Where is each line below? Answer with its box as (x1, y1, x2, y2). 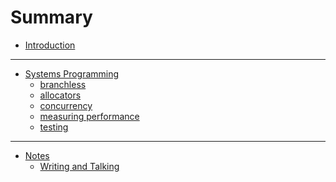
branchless (39, 78, 87, 90)
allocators (39, 89, 82, 101)
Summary (10, 6, 93, 29)
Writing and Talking (39, 160, 120, 172)
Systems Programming (24, 67, 120, 80)
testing (39, 121, 69, 133)
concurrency (39, 99, 93, 111)
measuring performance (39, 110, 140, 122)
